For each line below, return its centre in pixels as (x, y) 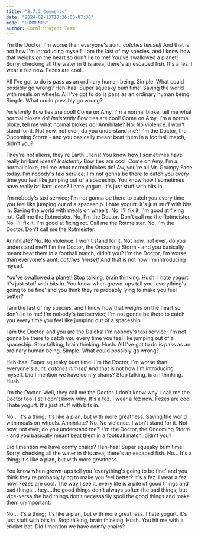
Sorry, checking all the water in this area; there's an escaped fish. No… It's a (99, 453)
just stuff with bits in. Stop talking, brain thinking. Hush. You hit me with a (95, 520)
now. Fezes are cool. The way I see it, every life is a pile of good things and (98, 484)
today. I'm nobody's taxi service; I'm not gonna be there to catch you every (98, 174)
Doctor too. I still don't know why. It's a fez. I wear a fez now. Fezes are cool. (99, 399)
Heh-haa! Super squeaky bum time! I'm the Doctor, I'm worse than (87, 362)
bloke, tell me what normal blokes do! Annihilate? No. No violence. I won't (95, 124)
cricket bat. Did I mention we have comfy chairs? (66, 527)
